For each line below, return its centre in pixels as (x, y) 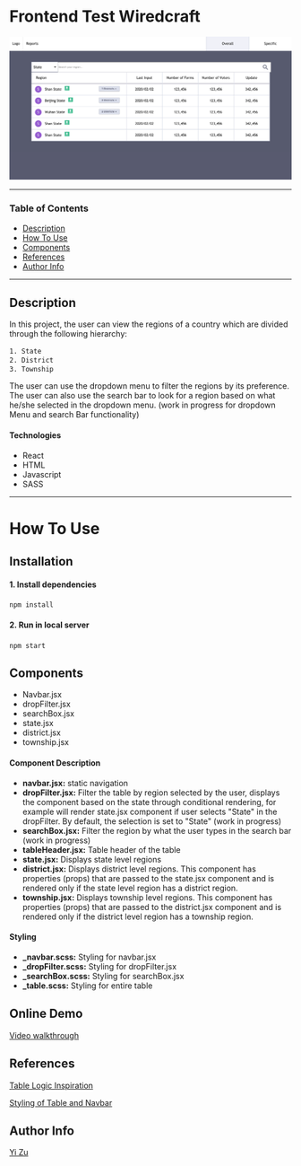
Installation (41, 561)
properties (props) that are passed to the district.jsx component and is (152, 907)
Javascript (42, 474)
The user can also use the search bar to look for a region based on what (142, 396)
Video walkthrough (44, 1035)
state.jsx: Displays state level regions (92, 859)
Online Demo (46, 1014)
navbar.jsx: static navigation (75, 783)
